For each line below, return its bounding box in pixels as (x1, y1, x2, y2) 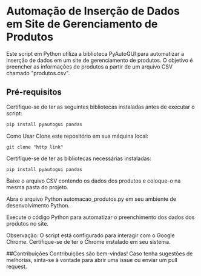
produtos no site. (6, 220, 49, 227)
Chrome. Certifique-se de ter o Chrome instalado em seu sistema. (6, 238, 171, 245)
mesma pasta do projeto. (6, 183, 68, 190)
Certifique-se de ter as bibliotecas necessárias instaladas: (6, 155, 151, 162)
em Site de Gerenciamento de (6, 17, 158, 31)
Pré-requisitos (6, 87, 62, 98)
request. (6, 263, 27, 270)
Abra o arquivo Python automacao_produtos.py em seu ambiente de (6, 195, 177, 203)
